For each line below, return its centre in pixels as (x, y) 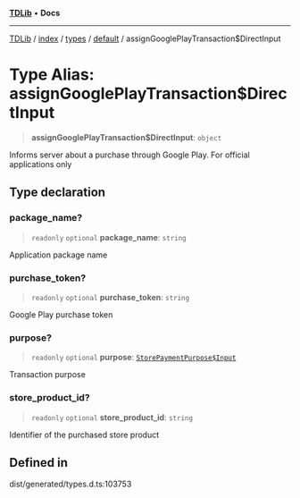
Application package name (58, 255)
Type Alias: (52, 75)
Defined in (39, 463)
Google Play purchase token (61, 314)
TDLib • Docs (35, 13)
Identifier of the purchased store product (84, 435)
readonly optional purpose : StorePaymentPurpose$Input (133, 358)
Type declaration (57, 193)
